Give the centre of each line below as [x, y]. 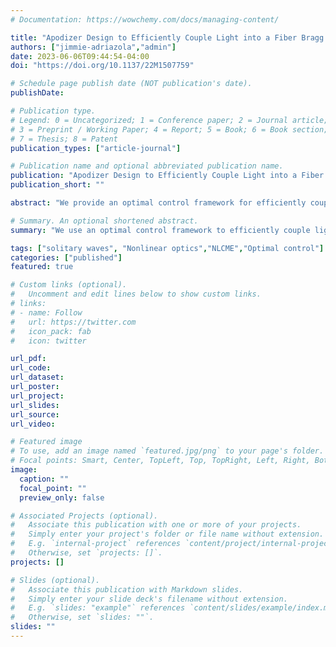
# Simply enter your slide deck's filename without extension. [149, 599]
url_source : [35, 414]
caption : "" [44, 479]
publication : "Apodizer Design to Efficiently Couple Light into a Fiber [167, 176]
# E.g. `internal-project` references [96, 544]
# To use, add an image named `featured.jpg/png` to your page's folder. [167, 451]
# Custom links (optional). [69, 285]
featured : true [42, 267]
